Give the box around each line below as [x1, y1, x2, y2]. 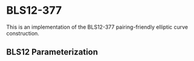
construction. [6, 29, 39, 36]
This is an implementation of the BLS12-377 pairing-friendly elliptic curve [6, 23, 189, 30]
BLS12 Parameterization [6, 47, 99, 57]
